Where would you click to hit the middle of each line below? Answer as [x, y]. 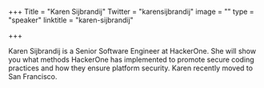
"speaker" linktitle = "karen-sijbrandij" [71, 20]
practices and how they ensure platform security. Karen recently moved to [131, 68]
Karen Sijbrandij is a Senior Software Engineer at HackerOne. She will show [132, 51]
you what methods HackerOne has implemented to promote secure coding [131, 60]
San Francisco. [33, 76]
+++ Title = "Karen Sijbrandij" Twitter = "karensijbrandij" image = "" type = [131, 12]
